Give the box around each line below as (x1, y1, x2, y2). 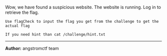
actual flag (5, 23, 30, 28)
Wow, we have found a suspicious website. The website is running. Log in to (5, 4, 162, 10)
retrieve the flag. (5, 9, 39, 15)
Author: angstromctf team (5, 46, 59, 51)
